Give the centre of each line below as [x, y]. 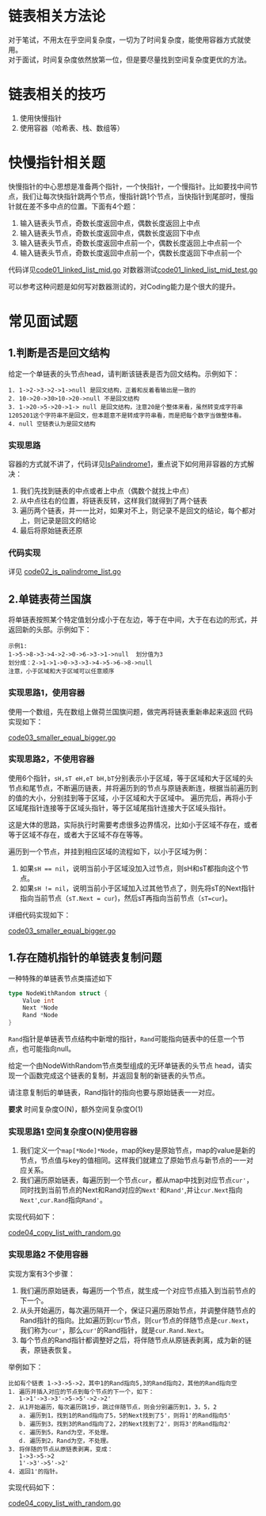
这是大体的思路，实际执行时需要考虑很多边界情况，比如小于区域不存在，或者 [133, 825]
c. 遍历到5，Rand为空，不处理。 [65, 1432]
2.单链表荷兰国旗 [50, 599]
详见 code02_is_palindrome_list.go [65, 572]
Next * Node [40, 1008]
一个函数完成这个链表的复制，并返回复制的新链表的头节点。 [112, 1076]
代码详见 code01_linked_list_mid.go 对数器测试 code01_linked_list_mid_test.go [133, 270]
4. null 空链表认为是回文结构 [52, 424]
